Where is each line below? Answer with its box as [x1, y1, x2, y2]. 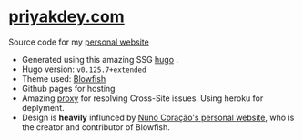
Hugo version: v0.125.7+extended [21, 64, 146, 75]
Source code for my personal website [8, 36, 149, 47]
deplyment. [21, 102, 65, 113]
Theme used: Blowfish [21, 73, 106, 84]
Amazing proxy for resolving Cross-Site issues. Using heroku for [21, 93, 264, 104]
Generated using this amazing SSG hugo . [21, 54, 179, 65]
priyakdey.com [8, 6, 125, 27]
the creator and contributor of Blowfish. [21, 121, 170, 133]
